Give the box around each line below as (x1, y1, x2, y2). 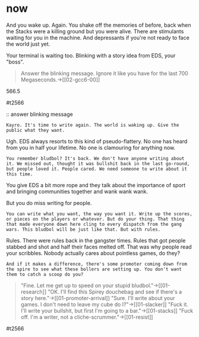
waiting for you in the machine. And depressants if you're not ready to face (6, 34, 190, 41)
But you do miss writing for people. (6, 199, 92, 206)
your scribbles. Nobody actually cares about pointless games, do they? (6, 249, 180, 257)
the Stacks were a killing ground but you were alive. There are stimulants (6, 27, 184, 34)
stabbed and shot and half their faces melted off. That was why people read (6, 243, 192, 250)
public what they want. (6, 127, 65, 133)
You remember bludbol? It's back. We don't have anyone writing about (6, 155, 185, 162)
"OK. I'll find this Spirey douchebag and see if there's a (48, 288, 182, 295)
